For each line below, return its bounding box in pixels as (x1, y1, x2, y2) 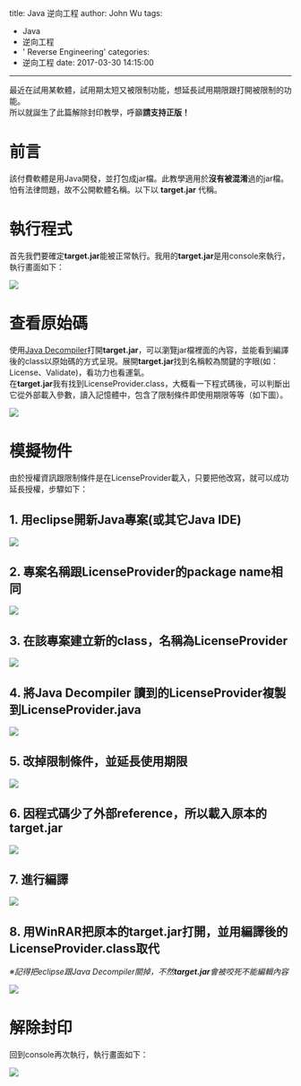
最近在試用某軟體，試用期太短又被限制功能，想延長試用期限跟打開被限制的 (9, 84, 284, 95)
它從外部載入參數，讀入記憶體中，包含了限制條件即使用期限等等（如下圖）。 (9, 389, 288, 400)
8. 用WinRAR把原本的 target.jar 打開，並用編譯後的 (9, 924, 288, 939)
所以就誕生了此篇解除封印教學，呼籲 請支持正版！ (9, 107, 190, 117)
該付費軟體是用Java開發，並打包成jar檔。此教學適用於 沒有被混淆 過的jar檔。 (9, 173, 289, 184)
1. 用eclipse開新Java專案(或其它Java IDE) (9, 512, 242, 527)
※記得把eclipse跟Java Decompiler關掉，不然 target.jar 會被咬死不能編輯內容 (9, 967, 289, 977)
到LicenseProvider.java (9, 702, 142, 717)
